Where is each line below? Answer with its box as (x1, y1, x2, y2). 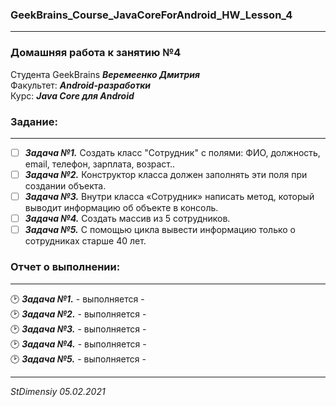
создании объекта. (24, 180, 107, 192)
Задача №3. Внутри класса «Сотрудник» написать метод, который (24, 191, 315, 203)
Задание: (10, 114, 58, 128)
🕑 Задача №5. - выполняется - (10, 353, 147, 365)
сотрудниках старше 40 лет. (24, 235, 147, 247)
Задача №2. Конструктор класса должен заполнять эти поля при (24, 168, 308, 180)
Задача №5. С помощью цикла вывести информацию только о (24, 224, 296, 236)
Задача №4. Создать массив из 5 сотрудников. (24, 213, 231, 225)
